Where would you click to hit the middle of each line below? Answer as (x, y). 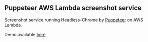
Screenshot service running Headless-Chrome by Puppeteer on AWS (74, 20)
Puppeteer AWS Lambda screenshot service (73, 8)
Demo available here (25, 34)
